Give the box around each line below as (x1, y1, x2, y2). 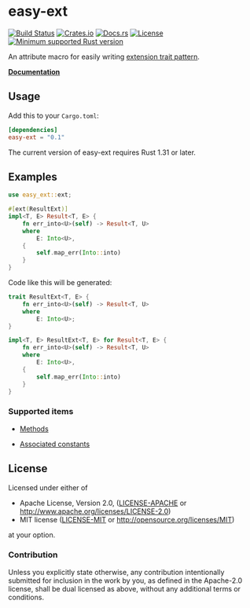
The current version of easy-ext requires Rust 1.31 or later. (8, 148, 197, 157)
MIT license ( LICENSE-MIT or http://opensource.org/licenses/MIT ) (19, 515, 235, 524)
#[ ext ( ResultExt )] (8, 205, 68, 214)
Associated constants (19, 439, 90, 449)
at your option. (8, 529, 56, 540)
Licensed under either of (8, 482, 88, 493)
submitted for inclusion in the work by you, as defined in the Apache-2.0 (8, 576, 242, 585)
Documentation (8, 67, 61, 76)
